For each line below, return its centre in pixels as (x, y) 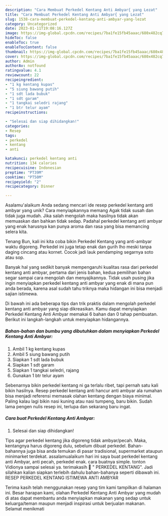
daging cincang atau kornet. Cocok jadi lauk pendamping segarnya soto (79, 252)
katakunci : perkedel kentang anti (41, 158)
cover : (12, 56)
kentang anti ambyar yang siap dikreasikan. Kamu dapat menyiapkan (76, 309)
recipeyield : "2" (23, 182)
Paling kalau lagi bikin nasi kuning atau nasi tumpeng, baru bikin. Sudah (79, 401)
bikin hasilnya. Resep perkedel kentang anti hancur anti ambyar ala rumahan (84, 391)
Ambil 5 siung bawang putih (41, 355)
